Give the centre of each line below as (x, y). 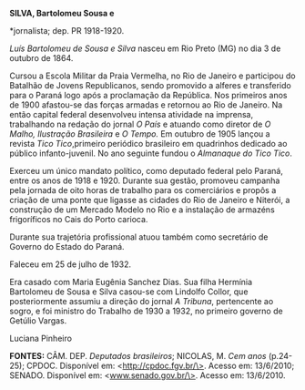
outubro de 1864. (41, 58)
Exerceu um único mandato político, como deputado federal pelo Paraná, (147, 171)
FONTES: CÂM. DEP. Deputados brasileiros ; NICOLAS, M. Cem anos (138, 356)
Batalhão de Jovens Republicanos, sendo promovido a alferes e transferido (150, 85)
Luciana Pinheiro (41, 338)
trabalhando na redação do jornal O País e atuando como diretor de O (140, 124)
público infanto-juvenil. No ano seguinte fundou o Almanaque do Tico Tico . (151, 153)
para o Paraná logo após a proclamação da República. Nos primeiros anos (148, 95)
